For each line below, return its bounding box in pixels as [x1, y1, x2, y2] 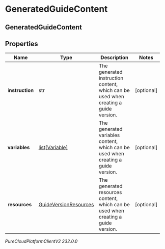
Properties [5, 39, 38, 48]
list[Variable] [38, 144, 68, 151]
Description [100, 54, 129, 61]
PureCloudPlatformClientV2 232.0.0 [5, 238, 78, 244]
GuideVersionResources [38, 201, 94, 208]
